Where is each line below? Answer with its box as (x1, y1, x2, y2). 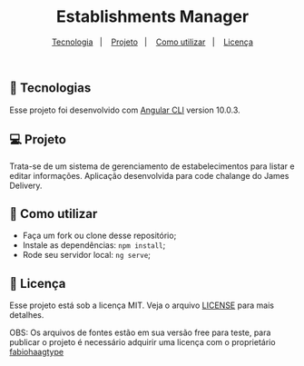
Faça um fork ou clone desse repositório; (22, 230, 177, 242)
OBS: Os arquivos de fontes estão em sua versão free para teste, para (9, 327, 271, 338)
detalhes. (9, 310, 44, 321)
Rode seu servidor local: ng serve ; (22, 250, 152, 261)
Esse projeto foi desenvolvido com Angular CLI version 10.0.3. (9, 104, 240, 115)
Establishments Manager (55, 6, 250, 27)
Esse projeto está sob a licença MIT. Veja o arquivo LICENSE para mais (9, 300, 275, 311)
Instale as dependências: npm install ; (22, 240, 166, 251)
